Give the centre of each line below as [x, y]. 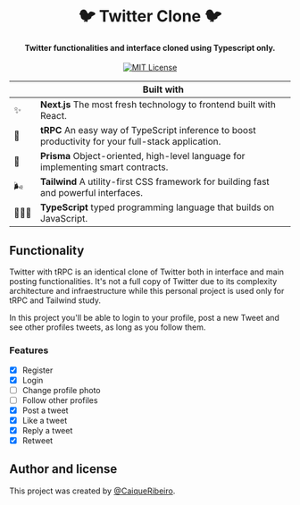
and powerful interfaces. [91, 193]
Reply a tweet [47, 430]
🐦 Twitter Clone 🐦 [150, 17]
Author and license [63, 469]
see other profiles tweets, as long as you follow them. [108, 327]
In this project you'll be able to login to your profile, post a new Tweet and [144, 318]
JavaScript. [64, 219]
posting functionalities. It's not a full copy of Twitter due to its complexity [143, 282]
